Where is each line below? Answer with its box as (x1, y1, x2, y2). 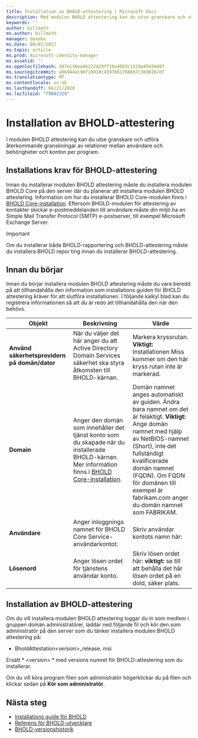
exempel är (132, 486, 164, 495)
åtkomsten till (72, 366, 110, 374)
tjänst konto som (72, 431, 120, 439)
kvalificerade (132, 457, 169, 465)
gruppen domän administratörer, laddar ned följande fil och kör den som (6, 621, 181, 628)
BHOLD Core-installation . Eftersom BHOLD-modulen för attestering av (6, 200, 176, 207)
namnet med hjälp (132, 427, 183, 436)
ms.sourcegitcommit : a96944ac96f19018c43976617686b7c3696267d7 (6, 69, 165, 75)
